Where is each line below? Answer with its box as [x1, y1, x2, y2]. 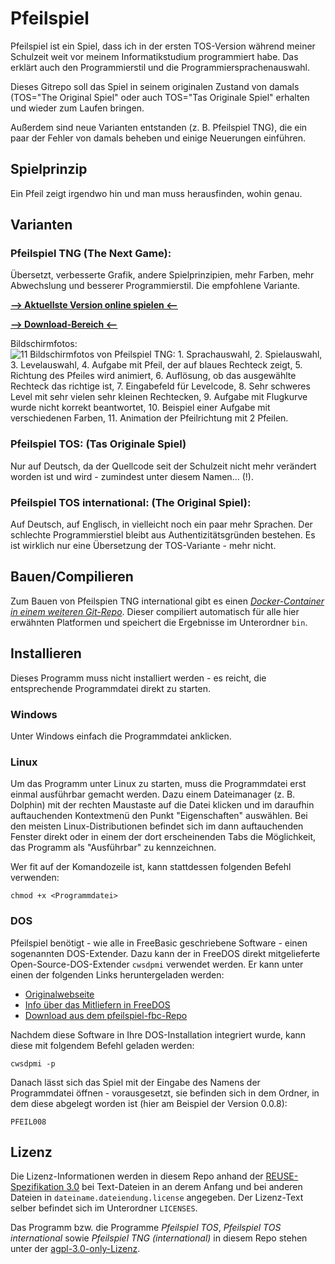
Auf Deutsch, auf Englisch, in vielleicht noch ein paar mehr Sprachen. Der [10, 518, 313, 531]
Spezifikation [10, 1181, 65, 1193]
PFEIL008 [10, 1117, 47, 1127]
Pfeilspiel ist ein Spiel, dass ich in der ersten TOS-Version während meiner [10, 40, 316, 52]
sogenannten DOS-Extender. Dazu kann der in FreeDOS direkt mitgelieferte [10, 947, 321, 959]
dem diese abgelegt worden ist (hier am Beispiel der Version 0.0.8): [10, 1097, 288, 1109]
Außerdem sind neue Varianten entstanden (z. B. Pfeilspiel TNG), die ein [10, 121, 308, 133]
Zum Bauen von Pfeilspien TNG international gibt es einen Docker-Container [10, 595, 325, 607]
